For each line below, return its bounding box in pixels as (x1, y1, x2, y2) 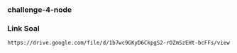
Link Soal (7, 23, 40, 33)
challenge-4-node (7, 5, 72, 15)
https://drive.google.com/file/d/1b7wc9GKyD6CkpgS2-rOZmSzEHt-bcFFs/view (7, 40, 231, 47)
